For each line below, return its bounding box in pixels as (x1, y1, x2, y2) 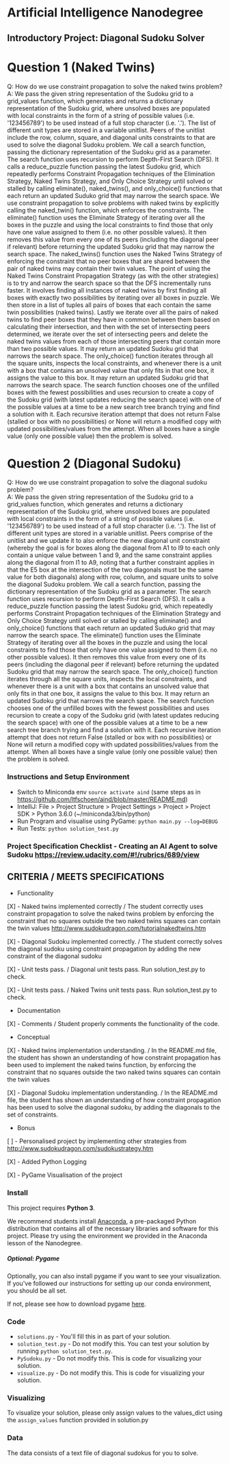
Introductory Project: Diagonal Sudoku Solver (7, 32, 205, 44)
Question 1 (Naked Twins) (7, 60, 156, 75)
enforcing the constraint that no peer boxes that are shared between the (7, 257, 211, 265)
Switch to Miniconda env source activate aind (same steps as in (16, 788, 201, 796)
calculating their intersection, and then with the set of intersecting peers (7, 322, 211, 330)
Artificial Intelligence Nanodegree (7, 5, 204, 21)
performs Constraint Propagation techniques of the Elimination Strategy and (7, 609, 221, 618)
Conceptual (16, 1033, 50, 1041)
